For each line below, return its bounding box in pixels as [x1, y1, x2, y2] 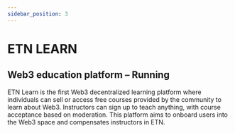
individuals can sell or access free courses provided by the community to [7, 95, 222, 103]
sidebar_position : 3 [7, 10, 69, 18]
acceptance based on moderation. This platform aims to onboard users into [7, 110, 229, 119]
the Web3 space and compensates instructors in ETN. [7, 117, 165, 126]
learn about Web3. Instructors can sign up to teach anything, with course [7, 103, 222, 111]
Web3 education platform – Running [7, 69, 170, 81]
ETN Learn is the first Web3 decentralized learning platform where [7, 88, 202, 96]
